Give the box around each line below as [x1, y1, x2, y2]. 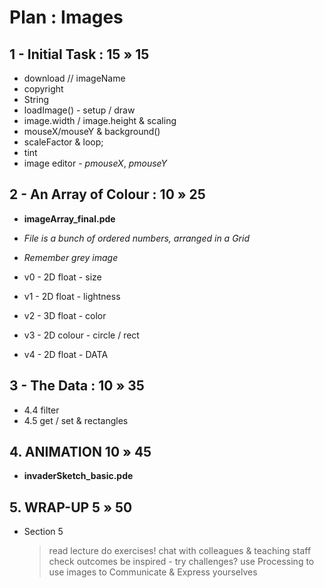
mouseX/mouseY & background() [23, 126, 161, 137]
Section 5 [23, 526, 64, 538]
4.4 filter [23, 404, 60, 416]
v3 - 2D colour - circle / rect [23, 329, 140, 341]
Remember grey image [23, 251, 119, 263]
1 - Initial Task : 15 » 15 [9, 46, 150, 63]
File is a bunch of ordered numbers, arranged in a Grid [23, 232, 250, 244]
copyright [23, 83, 64, 95]
